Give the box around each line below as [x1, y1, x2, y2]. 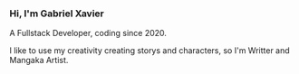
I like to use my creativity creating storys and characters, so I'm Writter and [9, 45, 290, 56]
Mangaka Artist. [9, 55, 69, 66]
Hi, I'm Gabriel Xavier [9, 7, 104, 20]
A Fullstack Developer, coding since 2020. [9, 28, 168, 39]
